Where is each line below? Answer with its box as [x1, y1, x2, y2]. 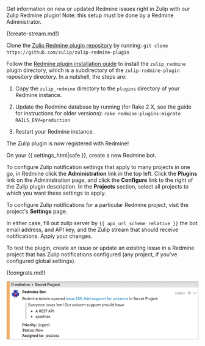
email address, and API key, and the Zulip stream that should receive [6, 226, 179, 233]
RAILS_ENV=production [15, 117, 70, 123]
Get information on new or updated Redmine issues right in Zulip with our [6, 5, 190, 12]
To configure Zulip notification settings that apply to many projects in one [6, 164, 190, 170]
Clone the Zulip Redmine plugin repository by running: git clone [6, 42, 168, 49]
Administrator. [6, 18, 41, 25]
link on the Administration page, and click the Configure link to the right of [6, 176, 193, 184]
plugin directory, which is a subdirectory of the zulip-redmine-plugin [6, 67, 180, 74]
